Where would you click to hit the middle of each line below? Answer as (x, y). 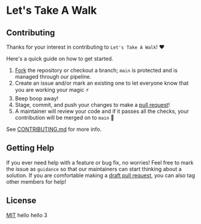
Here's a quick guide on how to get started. (60, 59)
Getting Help (30, 148)
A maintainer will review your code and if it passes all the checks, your (102, 111)
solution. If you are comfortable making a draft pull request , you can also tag (100, 175)
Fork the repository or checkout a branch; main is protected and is (96, 70)
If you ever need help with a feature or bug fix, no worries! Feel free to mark (100, 162)
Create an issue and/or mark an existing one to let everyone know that (102, 83)
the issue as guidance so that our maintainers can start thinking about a (94, 169)
